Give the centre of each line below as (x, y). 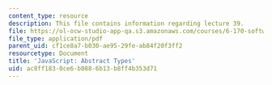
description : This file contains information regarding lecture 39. (126, 23)
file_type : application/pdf (56, 38)
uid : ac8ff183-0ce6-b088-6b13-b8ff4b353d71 (83, 69)
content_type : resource (49, 16)
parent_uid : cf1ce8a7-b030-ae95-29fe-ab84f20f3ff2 (96, 46)
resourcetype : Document (49, 53)
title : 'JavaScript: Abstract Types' (72, 62)
